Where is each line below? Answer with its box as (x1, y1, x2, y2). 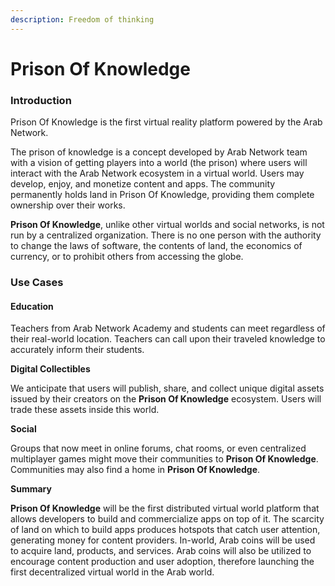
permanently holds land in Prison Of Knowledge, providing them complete (10, 189, 315, 201)
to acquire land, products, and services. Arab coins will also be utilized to (10, 545, 312, 557)
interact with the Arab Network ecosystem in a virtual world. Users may (10, 167, 305, 180)
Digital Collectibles (10, 363, 91, 375)
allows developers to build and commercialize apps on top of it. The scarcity (10, 513, 325, 525)
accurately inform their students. (10, 344, 145, 356)
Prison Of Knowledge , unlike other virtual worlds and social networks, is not (10, 219, 325, 231)
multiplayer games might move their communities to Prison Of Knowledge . (10, 453, 319, 465)
